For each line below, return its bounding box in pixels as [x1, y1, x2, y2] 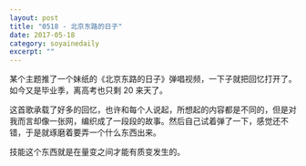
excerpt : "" [9, 47, 55, 57]
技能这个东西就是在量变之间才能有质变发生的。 [9, 147, 185, 158]
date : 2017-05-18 [9, 30, 76, 39]
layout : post [9, 13, 59, 23]
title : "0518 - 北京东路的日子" [9, 22, 123, 31]
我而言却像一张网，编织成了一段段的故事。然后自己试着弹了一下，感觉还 [9, 116, 280, 127]
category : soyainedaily [9, 38, 100, 48]
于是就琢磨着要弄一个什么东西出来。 [25, 127, 161, 138]
